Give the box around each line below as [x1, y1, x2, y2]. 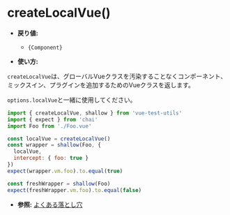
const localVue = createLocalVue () [7, 135, 111, 142]
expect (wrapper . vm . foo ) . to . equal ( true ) [7, 168, 123, 175]
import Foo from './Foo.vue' [7, 122, 92, 130]
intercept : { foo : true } [13, 155, 89, 162]
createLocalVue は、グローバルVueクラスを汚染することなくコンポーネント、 [7, 72, 227, 80]
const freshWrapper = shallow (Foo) [7, 180, 111, 187]
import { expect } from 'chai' [7, 116, 98, 123]
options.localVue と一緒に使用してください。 [7, 96, 137, 104]
